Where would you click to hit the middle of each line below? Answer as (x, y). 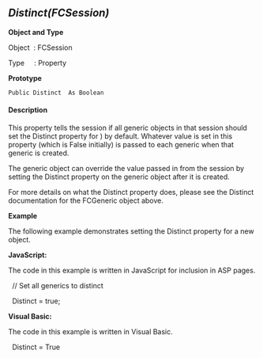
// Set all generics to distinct (58, 286)
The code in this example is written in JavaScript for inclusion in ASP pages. (132, 270)
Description (28, 110)
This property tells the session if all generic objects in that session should (128, 128)
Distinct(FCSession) (59, 13)
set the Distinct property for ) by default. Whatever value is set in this (120, 136)
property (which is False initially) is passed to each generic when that (121, 145)
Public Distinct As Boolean (56, 93)
